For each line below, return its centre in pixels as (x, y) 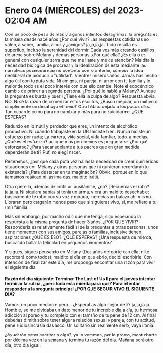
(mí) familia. (17, 207)
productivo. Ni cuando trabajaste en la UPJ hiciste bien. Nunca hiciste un (78, 131)
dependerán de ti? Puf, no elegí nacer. (43, 152)
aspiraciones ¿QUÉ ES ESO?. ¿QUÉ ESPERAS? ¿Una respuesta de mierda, (79, 237)
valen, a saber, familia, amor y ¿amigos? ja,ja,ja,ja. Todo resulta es (71, 44)
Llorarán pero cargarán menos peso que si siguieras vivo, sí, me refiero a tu (81, 202)
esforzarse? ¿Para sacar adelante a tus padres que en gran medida (72, 147)
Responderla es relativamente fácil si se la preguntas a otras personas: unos (81, 227)
